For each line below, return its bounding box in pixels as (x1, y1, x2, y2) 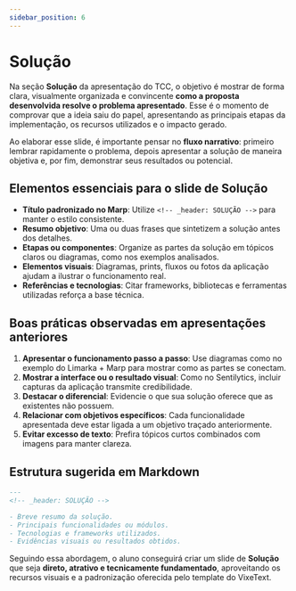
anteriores (9, 329, 69, 344)
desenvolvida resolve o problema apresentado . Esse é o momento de (9, 100, 269, 111)
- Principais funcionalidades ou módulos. (9, 521, 169, 529)
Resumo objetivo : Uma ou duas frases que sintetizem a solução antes (21, 224, 281, 234)
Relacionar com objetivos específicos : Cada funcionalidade (21, 410, 245, 421)
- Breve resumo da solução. (9, 512, 114, 521)
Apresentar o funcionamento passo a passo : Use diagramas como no (21, 353, 283, 364)
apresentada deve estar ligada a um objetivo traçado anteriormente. (21, 420, 273, 431)
